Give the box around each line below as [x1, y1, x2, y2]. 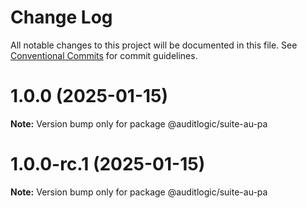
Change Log [10, 6, 113, 29]
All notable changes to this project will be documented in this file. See [10, 39, 298, 51]
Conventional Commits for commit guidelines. [10, 49, 198, 61]
